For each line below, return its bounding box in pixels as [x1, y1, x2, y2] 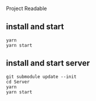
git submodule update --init [6, 74, 77, 79]
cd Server [6, 79, 30, 85]
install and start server [6, 58, 90, 68]
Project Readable [6, 5, 47, 12]
